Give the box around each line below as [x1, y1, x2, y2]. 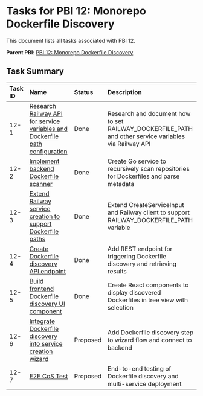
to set [108, 117, 124, 125]
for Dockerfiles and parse [108, 172, 180, 180]
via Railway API [108, 139, 151, 148]
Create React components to [108, 281, 189, 289]
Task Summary [6, 66, 65, 77]
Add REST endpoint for [108, 244, 173, 253]
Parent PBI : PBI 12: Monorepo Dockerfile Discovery [6, 48, 134, 56]
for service [29, 117, 60, 125]
